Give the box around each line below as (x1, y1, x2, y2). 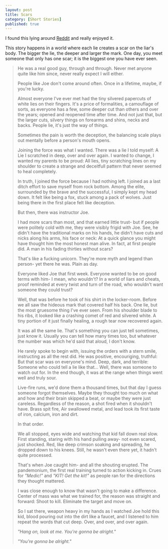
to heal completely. (17, 169, 57, 175)
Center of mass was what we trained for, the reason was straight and (17, 493, 160, 499)
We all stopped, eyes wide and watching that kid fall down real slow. (17, 431, 158, 437)
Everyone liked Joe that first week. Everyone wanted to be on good (17, 271, 157, 277)
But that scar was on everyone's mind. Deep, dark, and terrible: (17, 359, 149, 365)
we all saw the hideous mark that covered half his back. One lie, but (17, 302, 158, 308)
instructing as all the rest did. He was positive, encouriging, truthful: (17, 353, 158, 360)
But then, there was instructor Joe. (17, 209, 89, 215)
